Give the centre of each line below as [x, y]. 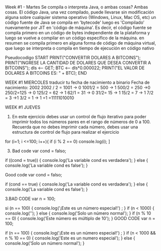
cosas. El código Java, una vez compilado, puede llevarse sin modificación [80, 12]
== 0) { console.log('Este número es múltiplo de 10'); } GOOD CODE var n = [80, 218]
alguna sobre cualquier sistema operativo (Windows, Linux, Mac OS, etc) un [80, 17]
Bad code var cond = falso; [39, 151]
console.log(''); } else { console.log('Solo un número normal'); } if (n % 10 [78, 213]
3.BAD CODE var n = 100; [30, 199]
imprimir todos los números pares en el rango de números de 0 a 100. [81, 122]
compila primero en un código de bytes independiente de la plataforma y [78, 33]
